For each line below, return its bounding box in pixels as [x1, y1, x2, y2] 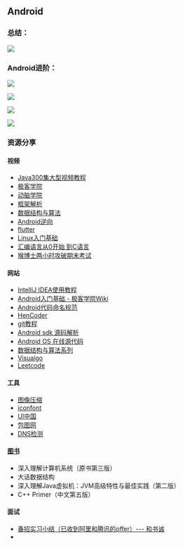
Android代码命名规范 [17, 303, 78, 312]
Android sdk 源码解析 [17, 328, 79, 337]
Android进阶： [7, 63, 57, 73]
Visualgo [17, 354, 43, 362]
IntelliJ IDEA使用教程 [17, 285, 77, 294]
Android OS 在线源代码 [17, 337, 84, 346]
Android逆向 [17, 218, 53, 226]
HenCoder [17, 311, 48, 320]
